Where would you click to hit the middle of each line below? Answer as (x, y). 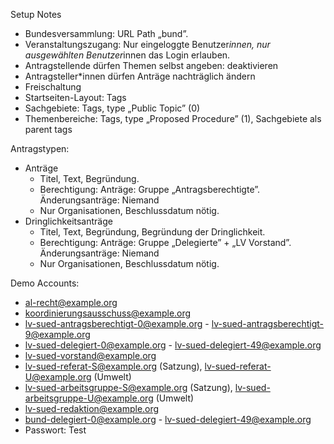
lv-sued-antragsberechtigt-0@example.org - (117, 323)
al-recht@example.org (71, 302)
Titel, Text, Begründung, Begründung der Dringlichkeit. (152, 232)
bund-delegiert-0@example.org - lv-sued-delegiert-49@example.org (168, 419)
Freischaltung (53, 87)
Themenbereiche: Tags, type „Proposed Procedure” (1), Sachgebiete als (173, 118)
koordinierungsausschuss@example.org (108, 313)
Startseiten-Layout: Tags (75, 97)
